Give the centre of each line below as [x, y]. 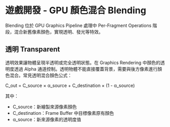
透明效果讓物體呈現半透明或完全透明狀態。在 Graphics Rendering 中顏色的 [83, 62]
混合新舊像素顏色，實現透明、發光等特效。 [58, 31]
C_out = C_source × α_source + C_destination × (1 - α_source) [70, 85]
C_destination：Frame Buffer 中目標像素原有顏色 [63, 113]
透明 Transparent [33, 50]
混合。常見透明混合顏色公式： [41, 75]
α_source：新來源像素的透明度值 [47, 119]
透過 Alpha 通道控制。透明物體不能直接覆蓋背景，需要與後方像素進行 [86, 69]
